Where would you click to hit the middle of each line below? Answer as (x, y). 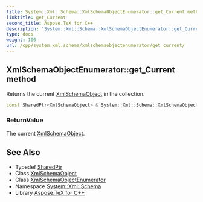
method (21, 79)
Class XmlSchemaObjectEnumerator (60, 180)
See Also (23, 152)
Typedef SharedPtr (39, 167)
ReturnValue (25, 120)
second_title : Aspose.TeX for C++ (50, 23)
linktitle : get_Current (36, 17)
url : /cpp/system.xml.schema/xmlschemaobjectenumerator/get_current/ (96, 46)
